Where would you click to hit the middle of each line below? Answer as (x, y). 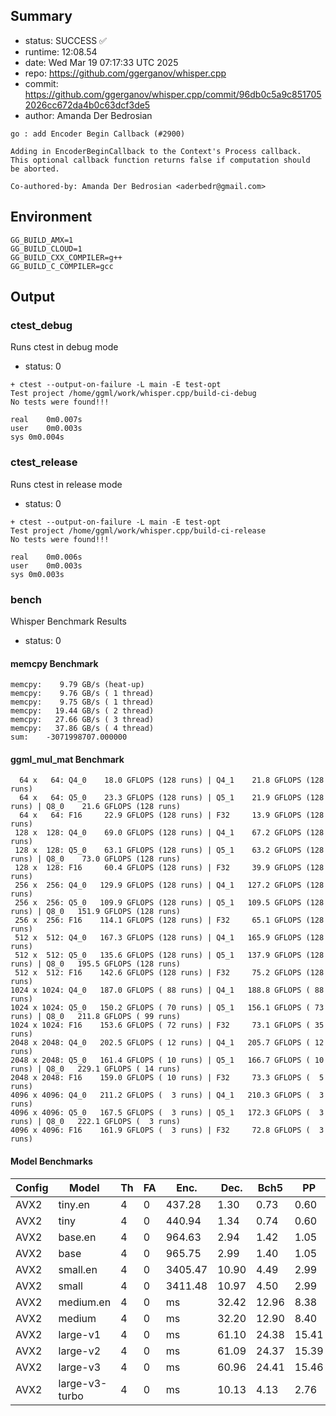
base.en (77, 1237)
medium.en (85, 1302)
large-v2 (80, 1351)
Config (32, 1187)
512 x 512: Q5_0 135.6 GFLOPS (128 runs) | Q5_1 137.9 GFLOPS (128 (169, 955)
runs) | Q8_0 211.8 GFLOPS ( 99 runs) (96, 1017)
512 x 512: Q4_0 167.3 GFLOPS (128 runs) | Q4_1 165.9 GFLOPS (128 (169, 938)
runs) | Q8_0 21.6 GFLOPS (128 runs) (96, 807)
